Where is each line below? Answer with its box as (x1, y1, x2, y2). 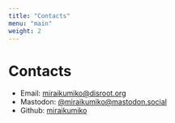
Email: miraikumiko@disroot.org (19, 88, 126, 98)
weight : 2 (8, 27, 42, 35)
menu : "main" (8, 19, 53, 28)
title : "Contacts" (8, 11, 70, 20)
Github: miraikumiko (19, 106, 87, 116)
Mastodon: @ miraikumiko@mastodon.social (19, 97, 168, 107)
